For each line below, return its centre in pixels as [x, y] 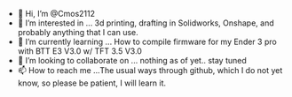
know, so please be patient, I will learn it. [92, 83]
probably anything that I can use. [78, 32]
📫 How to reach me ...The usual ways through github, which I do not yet [150, 70]
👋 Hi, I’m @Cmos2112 [56, 14]
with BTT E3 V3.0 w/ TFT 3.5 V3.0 [79, 51]
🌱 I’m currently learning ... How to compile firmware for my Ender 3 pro [147, 41]
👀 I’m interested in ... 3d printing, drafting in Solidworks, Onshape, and [146, 23]
